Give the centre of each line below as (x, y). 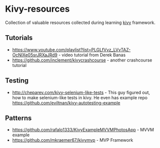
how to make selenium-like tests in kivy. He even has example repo (80, 97)
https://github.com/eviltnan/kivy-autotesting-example (66, 103)
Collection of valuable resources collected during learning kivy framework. (80, 22)
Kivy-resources (37, 9)
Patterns (18, 118)
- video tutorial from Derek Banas (92, 55)
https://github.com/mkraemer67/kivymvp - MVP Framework (73, 140)
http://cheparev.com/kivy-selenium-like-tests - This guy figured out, (81, 92)
